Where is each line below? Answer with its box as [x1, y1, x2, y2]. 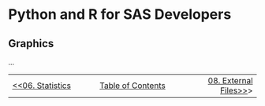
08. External [207, 75, 253, 86]
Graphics [8, 37, 54, 50]
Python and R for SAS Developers [8, 5, 232, 24]
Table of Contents [99, 80, 166, 91]
